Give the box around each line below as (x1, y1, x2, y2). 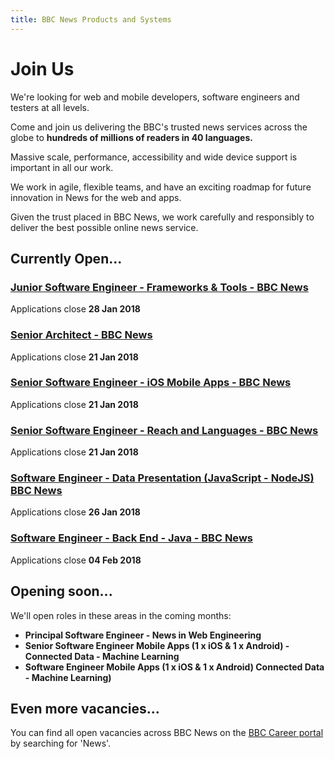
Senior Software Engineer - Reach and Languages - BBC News (10, 423, 319, 437)
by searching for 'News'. (10, 737, 112, 750)
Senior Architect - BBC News (10, 328, 153, 342)
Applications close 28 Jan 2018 (10, 303, 141, 315)
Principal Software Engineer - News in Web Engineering (24, 629, 262, 641)
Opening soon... (10, 583, 113, 600)
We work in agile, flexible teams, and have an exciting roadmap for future (10, 181, 312, 193)
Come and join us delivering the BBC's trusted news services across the (10, 121, 308, 133)
